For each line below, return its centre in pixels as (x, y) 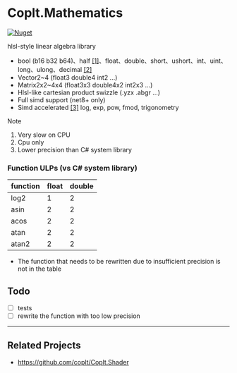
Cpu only (31, 142)
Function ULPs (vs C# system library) (72, 168)
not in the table (39, 269)
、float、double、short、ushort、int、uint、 (163, 61)
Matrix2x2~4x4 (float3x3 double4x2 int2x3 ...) (85, 85)
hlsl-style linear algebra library (52, 46)
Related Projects (44, 345)
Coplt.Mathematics (65, 13)
